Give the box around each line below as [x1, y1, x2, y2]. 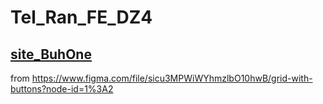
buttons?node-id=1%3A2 [10, 83, 114, 95]
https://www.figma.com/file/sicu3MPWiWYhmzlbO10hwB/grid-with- [31, 72, 313, 84]
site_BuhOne [10, 46, 92, 63]
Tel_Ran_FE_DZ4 [10, 6, 153, 29]
